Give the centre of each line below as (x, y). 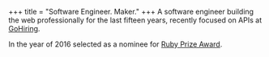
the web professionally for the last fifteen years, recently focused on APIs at (135, 20)
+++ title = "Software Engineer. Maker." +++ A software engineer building (131, 12)
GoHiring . (24, 28)
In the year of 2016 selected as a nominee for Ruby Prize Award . (115, 44)
